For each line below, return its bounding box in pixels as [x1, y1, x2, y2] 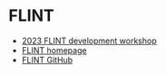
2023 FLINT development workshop [21, 35, 157, 46]
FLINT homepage [21, 44, 87, 55]
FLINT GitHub [21, 54, 73, 65]
